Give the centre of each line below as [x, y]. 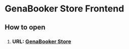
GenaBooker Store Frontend [64, 9]
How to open [25, 27]
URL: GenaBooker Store [41, 41]
